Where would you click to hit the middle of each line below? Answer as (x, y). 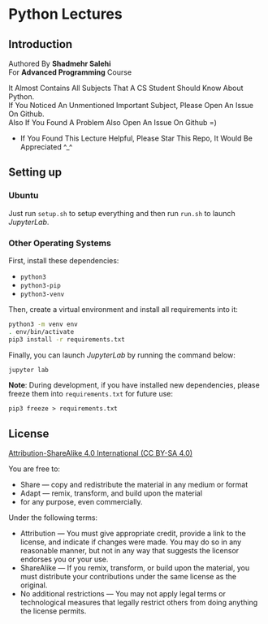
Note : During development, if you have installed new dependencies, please (134, 385)
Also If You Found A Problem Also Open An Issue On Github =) (113, 122)
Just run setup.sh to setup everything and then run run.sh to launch (122, 213)
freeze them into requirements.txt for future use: (91, 394)
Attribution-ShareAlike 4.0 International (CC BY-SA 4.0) (101, 453)
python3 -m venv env (43, 324)
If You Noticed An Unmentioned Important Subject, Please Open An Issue (131, 105)
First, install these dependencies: (64, 260)
